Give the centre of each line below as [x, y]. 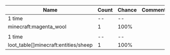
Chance [127, 10]
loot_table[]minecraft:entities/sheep [50, 45]
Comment [154, 10]
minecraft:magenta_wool [37, 26]
